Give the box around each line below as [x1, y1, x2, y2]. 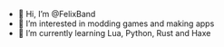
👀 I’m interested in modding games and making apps [17, 18, 215, 29]
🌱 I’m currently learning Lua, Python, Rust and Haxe [17, 28, 211, 38]
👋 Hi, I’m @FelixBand [17, 9, 96, 19]
